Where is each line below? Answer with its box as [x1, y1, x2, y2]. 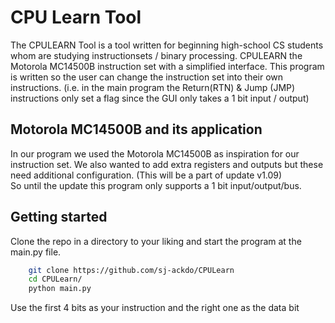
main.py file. [10, 246, 62, 258]
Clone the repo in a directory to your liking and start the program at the [10, 235, 302, 247]
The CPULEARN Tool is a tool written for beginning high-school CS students [10, 39, 324, 51]
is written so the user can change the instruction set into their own [10, 71, 284, 83]
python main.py [28, 284, 92, 294]
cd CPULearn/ [28, 274, 83, 285]
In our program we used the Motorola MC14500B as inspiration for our [10, 147, 300, 160]
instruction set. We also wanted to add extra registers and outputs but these [10, 158, 324, 170]
